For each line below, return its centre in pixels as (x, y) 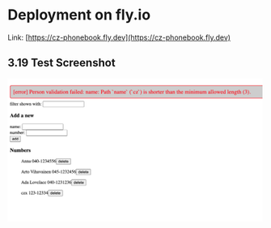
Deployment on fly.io (79, 15)
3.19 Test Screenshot (61, 63)
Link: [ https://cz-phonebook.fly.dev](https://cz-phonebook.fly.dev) (119, 37)
